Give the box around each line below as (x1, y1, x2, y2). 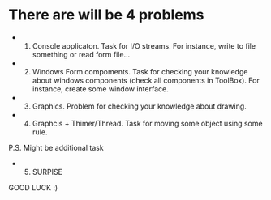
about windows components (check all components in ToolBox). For (32, 75, 260, 85)
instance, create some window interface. (32, 83, 169, 94)
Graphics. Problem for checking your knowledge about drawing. (32, 101, 247, 111)
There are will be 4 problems (8, 6, 204, 24)
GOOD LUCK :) (8, 182, 58, 192)
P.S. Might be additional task (8, 143, 104, 152)
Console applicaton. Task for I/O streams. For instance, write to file (32, 40, 256, 50)
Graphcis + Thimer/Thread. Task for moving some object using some (32, 118, 263, 128)
